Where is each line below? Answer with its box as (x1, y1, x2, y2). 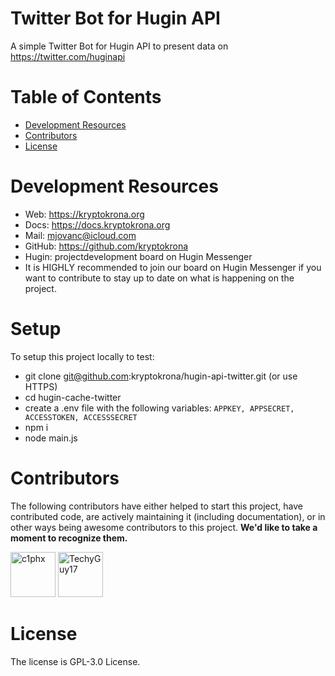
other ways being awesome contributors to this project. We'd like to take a (10, 521, 318, 533)
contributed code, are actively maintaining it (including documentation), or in (10, 510, 326, 522)
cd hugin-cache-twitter (24, 391, 122, 403)
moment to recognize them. (10, 532, 128, 544)
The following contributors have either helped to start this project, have (10, 500, 304, 512)
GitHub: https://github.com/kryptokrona (24, 240, 189, 252)
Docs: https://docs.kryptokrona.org (24, 218, 171, 231)
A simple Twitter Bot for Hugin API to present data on (10, 40, 229, 52)
